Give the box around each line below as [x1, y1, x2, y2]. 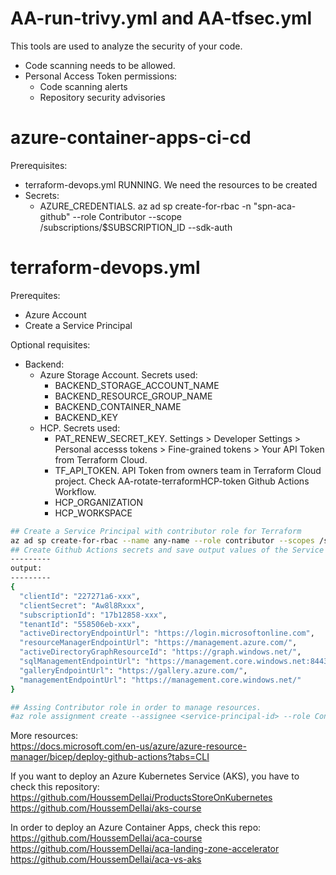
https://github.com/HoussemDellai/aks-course [10, 802, 202, 814]
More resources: [10, 730, 79, 742]
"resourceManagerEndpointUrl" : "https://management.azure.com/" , [19, 638, 298, 648]
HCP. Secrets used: [39, 422, 121, 434]
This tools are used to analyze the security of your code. [10, 40, 243, 52]
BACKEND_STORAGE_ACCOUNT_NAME [54, 379, 220, 391]
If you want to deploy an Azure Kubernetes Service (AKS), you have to [10, 770, 300, 782]
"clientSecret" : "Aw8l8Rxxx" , [19, 600, 145, 611]
